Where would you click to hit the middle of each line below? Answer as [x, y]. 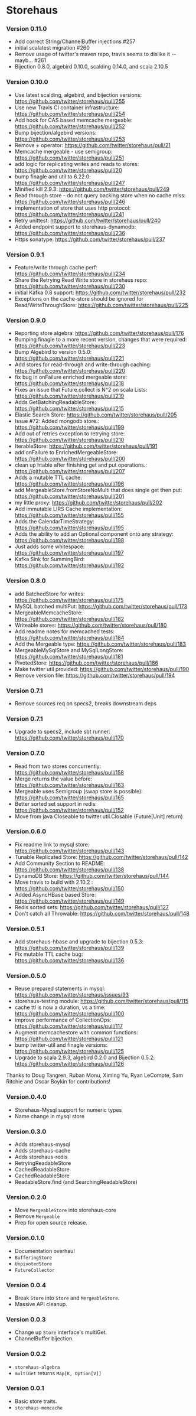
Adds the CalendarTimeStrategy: [54, 522]
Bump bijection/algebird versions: [55, 132]
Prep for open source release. [51, 1223]
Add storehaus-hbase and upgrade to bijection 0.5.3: [79, 942]
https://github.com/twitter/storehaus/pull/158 [69, 772]
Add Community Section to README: [60, 863]
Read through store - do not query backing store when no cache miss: [100, 195]
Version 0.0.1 [25, 1388]
